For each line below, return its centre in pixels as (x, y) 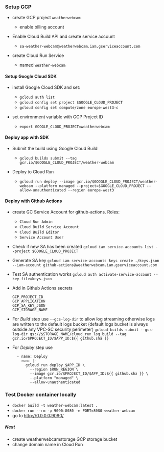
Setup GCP (18, 7)
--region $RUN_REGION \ (54, 369)
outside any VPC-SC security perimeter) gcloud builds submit (75, 329)
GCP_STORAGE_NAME (30, 310)
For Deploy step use (32, 347)
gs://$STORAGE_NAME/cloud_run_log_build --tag (78, 334)
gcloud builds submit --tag (48, 158)
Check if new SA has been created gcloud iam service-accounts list (83, 246)
